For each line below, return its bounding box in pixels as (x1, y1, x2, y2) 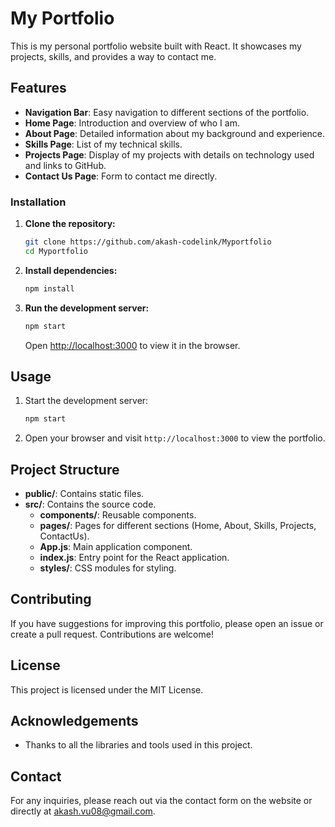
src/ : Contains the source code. (24, 498, 157, 511)
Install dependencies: (24, 264, 118, 276)
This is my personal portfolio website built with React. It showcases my (10, 40, 302, 52)
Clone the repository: (24, 218, 116, 230)
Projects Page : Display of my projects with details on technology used (24, 148, 315, 161)
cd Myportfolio (24, 246, 89, 256)
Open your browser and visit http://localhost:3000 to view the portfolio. (24, 432, 326, 444)
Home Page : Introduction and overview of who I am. (24, 117, 240, 129)
